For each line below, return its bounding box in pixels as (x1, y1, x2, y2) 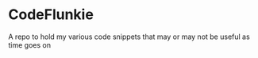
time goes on (8, 40, 52, 49)
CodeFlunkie (8, 6, 94, 24)
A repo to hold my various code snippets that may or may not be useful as (8, 32, 250, 41)
